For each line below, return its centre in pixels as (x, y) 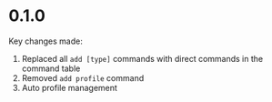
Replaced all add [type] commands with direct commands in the (142, 58)
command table (51, 68)
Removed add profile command (83, 77)
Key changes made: (45, 41)
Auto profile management (69, 87)
